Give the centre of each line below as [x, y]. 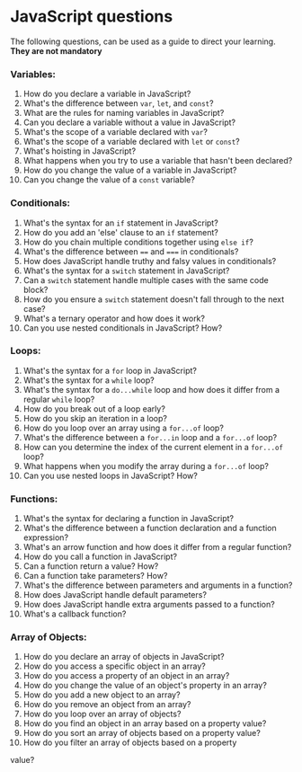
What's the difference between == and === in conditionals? [131, 251]
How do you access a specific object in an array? [114, 666]
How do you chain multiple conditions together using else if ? [138, 242]
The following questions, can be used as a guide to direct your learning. [143, 41]
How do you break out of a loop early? [94, 408]
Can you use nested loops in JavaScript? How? [111, 475]
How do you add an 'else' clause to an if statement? [120, 232]
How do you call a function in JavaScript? [100, 557]
